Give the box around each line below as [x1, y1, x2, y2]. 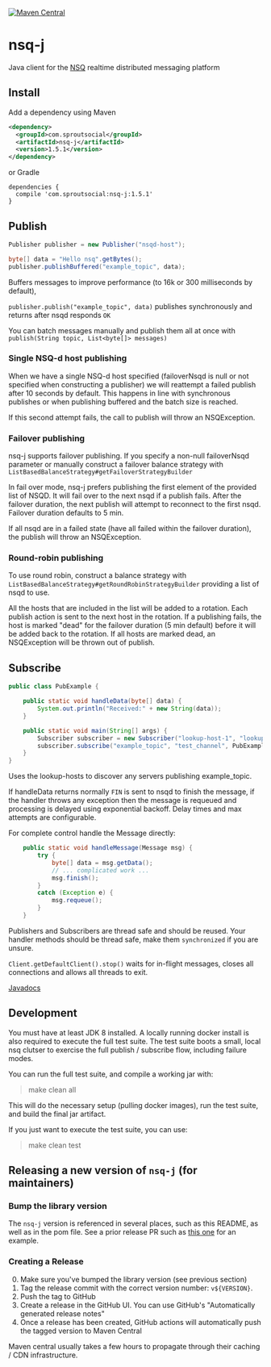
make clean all [27, 1085, 77, 1094]
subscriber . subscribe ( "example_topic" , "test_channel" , [37, 742, 229, 750]
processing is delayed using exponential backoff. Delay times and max [8, 804, 242, 814]
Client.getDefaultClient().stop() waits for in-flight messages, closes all [8, 959, 254, 968]
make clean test [27, 1140, 81, 1150]
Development [8, 1006, 78, 1020]
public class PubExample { [8, 683, 99, 691]
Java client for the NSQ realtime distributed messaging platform [8, 62, 220, 72]
